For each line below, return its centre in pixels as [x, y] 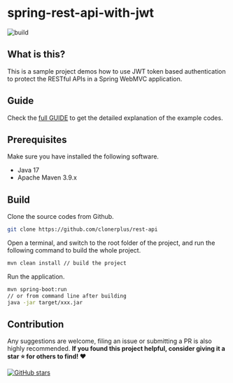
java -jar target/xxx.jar [45, 302]
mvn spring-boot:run [37, 289]
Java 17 [28, 170]
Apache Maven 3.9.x [47, 177]
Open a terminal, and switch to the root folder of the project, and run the [111, 243]
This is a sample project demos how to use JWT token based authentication [116, 71]
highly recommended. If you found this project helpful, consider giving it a [116, 349]
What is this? [36, 54]
